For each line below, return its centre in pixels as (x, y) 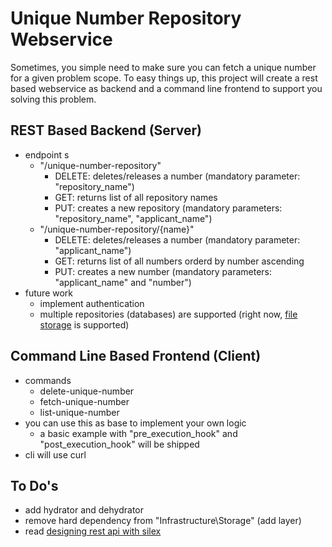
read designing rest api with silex (93, 531)
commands (48, 380)
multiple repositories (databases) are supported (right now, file (168, 314)
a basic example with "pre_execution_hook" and (138, 433)
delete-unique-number (87, 391)
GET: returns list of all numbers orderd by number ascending (179, 261)
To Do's (34, 485)
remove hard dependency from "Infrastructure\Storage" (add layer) (163, 521)
